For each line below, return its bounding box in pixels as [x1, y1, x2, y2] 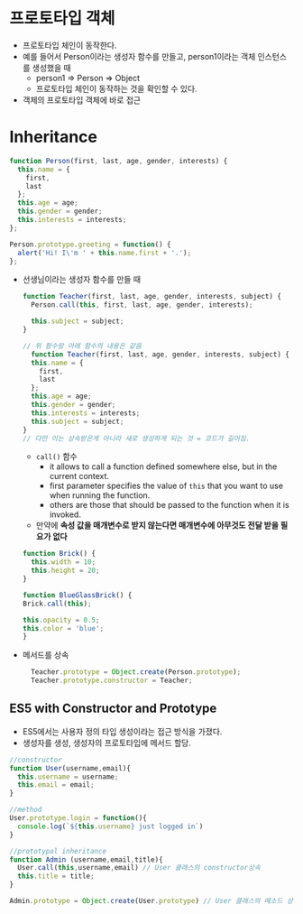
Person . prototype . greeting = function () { [9, 240, 171, 249]
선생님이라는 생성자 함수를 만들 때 [22, 274, 142, 285]
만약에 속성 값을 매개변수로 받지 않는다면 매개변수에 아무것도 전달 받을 [35, 520, 280, 531]
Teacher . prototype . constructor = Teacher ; [31, 676, 193, 686]
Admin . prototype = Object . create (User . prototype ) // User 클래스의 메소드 [9, 897, 283, 906]
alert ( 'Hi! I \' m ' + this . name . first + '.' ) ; [17, 248, 192, 257]
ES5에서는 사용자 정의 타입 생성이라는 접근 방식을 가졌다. [22, 725, 223, 736]
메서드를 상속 [22, 650, 69, 660]
